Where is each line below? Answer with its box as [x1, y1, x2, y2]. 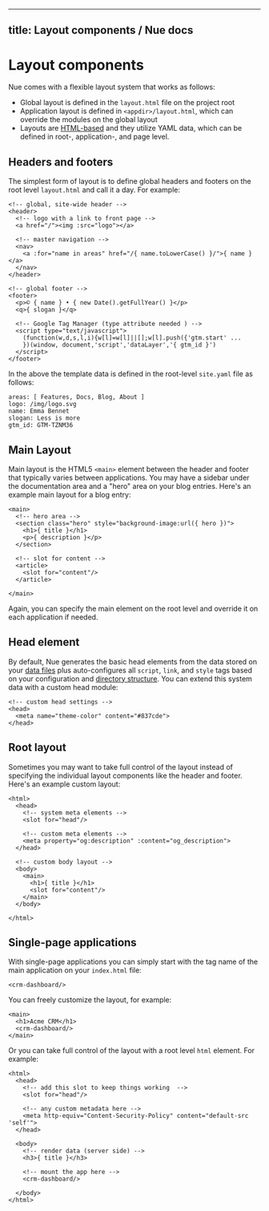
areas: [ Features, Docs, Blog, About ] [8, 393, 146, 401]
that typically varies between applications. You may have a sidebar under [8, 473, 250, 482]
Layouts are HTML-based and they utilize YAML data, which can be [19, 124, 243, 133]
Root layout [8, 741, 66, 754]
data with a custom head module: [8, 682, 118, 692]
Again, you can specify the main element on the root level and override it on [8, 603, 259, 613]
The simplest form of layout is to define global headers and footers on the [8, 177, 251, 186]
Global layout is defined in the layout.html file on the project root [19, 98, 235, 108]
